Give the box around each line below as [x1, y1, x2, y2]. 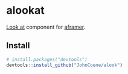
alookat [6, 4, 45, 17]
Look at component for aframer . [6, 23, 86, 30]
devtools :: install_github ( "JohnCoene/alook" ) [6, 62, 123, 68]
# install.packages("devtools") [6, 56, 88, 63]
